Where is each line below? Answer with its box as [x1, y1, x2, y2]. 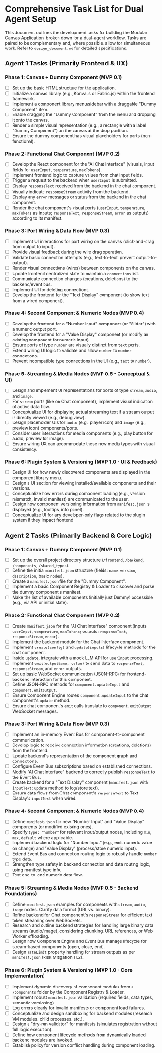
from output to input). [12, 244, 55, 250]
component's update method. [12, 697, 71, 704]
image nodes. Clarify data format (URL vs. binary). [12, 907, 111, 913]
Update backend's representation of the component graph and [12, 753, 137, 759]
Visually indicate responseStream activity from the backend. [12, 188, 130, 194]
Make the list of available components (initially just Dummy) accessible [12, 594, 153, 600]
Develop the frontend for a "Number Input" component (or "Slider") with [12, 321, 156, 326]
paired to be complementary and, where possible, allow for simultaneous [5, 40, 150, 46]
